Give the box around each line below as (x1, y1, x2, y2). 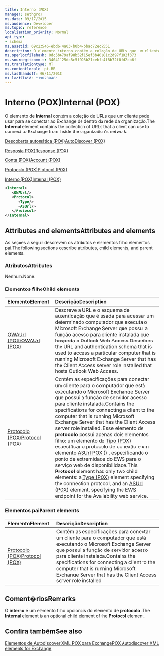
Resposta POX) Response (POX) (5, 148, 68, 154)
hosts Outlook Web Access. (55, 368, 119, 375)
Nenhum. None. (5, 273, 36, 279)
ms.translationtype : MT (5, 62, 54, 67)
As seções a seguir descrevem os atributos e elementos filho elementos (5, 239, 150, 245)
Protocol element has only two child (55, 468, 138, 475)
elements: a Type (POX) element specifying (55, 474, 155, 481)
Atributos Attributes (5, 262, 53, 269)
